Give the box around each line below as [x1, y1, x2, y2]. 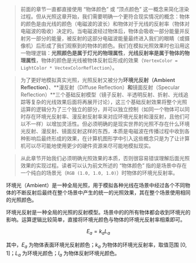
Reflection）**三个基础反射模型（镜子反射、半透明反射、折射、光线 [20, 91, 184, 98]
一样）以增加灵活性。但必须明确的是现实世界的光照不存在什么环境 [30, 120, 190, 127]
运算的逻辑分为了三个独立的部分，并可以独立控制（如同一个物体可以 [20, 106, 185, 113]
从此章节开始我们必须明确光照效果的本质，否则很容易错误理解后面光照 [20, 155, 190, 161]
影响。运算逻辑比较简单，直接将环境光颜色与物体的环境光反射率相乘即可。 [6, 216, 185, 223]
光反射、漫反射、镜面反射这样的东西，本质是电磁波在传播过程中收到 [20, 128, 185, 134]
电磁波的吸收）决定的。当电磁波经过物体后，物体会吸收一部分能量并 [20, 27, 185, 34]
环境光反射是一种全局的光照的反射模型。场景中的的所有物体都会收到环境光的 [6, 209, 191, 216]
